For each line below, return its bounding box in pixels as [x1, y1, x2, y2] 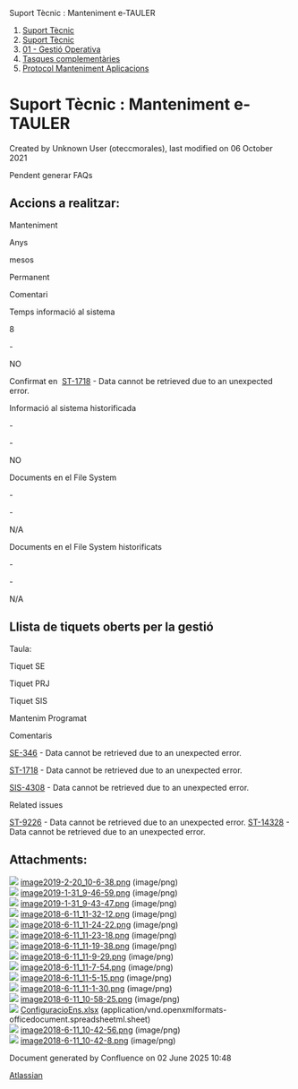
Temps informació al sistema [9, 306, 115, 317]
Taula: [9, 643, 32, 654]
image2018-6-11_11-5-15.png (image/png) [20, 973, 173, 983]
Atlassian [9, 1070, 43, 1081]
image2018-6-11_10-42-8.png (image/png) [20, 1035, 176, 1046]
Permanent [9, 271, 50, 282]
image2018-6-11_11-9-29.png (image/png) [20, 951, 175, 962]
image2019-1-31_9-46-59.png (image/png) [20, 887, 178, 898]
